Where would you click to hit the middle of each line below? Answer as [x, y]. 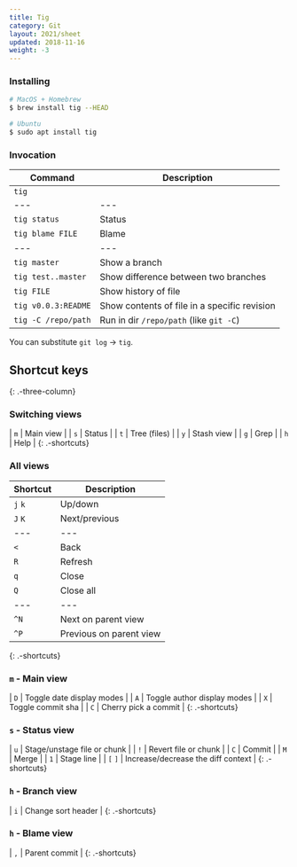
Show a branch [131, 262]
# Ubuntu [25, 124]
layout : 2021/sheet [45, 34]
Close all [78, 590]
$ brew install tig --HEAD [59, 108]
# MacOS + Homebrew [45, 100]
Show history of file [140, 292]
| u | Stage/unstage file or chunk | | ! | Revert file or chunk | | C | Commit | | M [148, 749]
